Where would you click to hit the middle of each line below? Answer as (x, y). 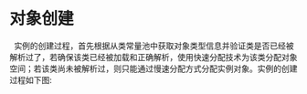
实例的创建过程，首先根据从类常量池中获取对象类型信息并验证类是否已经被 (153, 46)
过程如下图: (31, 79)
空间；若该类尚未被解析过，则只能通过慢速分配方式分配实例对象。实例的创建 (153, 68)
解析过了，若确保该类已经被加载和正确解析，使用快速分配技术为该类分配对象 (153, 57)
